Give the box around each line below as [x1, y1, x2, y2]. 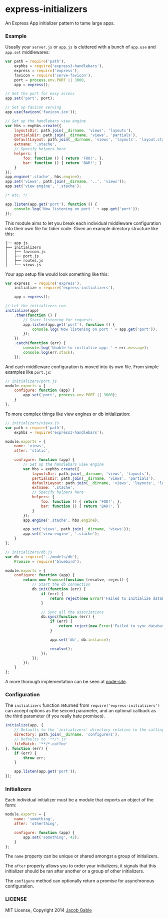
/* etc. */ [5, 193, 28, 198]
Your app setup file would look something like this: [5, 271, 109, 277]
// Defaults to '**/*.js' [14, 737, 68, 742]
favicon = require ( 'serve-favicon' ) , [14, 73, 93, 78]
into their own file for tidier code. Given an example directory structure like [5, 225, 158, 231]
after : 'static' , [14, 448, 50, 453]
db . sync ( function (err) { [40, 614, 95, 619]
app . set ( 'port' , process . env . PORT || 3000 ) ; [23, 393, 117, 398]
